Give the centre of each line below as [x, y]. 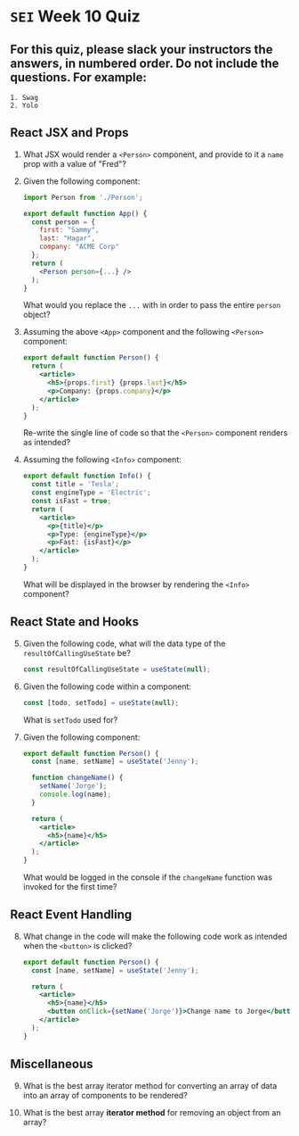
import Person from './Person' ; [83, 197]
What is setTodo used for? [70, 719]
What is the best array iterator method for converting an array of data [150, 1085]
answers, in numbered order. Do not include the [145, 63]
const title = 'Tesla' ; [75, 485]
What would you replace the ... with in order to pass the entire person [152, 305]
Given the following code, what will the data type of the [124, 643]
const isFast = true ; [72, 502]
